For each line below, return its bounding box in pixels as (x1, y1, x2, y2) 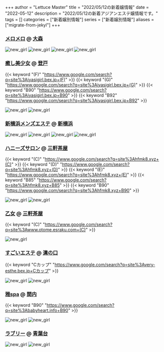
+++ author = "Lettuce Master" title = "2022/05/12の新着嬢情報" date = (5, 4, 149, 10)
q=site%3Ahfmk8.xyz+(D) (5, 166, 58, 173)
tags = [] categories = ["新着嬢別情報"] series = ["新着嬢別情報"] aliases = (5, 17, 154, 22)
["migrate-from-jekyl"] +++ (5, 22, 60, 28)
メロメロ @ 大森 (5, 35, 43, 42)
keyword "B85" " (5, 177, 39, 183)
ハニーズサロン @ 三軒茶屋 (5, 144, 68, 151)
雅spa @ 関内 (5, 291, 37, 298)
